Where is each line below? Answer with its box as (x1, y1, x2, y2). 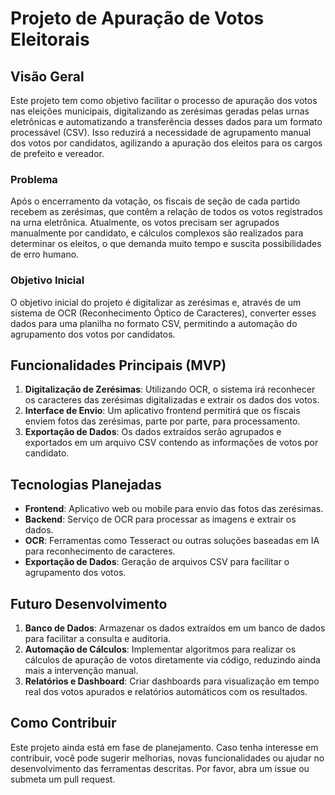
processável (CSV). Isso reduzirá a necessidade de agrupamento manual (10, 127, 312, 138)
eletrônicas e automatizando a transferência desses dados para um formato (10, 116, 323, 127)
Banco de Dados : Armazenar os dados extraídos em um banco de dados (24, 622, 326, 634)
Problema (10, 172, 58, 186)
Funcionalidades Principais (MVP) (10, 357, 227, 374)
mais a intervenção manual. (24, 665, 139, 677)
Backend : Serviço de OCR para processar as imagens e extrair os (24, 513, 297, 526)
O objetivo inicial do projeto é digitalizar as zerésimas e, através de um (10, 296, 302, 308)
